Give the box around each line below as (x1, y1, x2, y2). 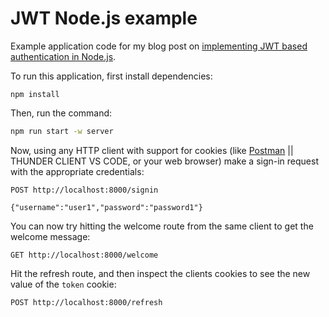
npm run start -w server (10, 126, 114, 136)
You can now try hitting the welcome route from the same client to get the (10, 220, 314, 232)
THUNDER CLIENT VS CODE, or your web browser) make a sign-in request (10, 155, 319, 167)
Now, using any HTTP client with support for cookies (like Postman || (10, 144, 294, 156)
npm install (10, 89, 60, 99)
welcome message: (10, 230, 91, 242)
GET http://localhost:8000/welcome (10, 250, 159, 260)
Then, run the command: (10, 107, 113, 119)
